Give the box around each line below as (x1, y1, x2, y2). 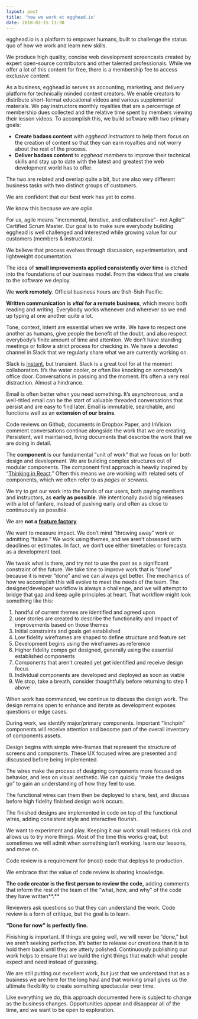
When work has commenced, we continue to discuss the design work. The (6, 695, 188, 703)
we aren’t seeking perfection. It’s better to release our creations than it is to (6, 940, 189, 947)
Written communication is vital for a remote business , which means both (6, 299, 188, 307)
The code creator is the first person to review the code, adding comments (6, 880, 190, 887)
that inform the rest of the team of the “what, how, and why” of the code (6, 887, 182, 894)
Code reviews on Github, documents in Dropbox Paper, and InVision (6, 421, 171, 428)
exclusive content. (6, 72, 51, 80)
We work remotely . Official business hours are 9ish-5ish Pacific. (6, 288, 164, 295)
